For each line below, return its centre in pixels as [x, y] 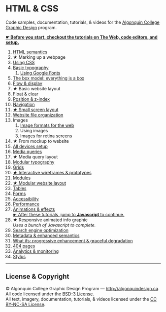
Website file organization [38, 115]
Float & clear [26, 94]
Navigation [24, 104]
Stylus [19, 256]
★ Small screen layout [35, 110]
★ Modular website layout [39, 183]
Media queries [27, 152]
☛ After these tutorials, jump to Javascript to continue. [68, 214]
